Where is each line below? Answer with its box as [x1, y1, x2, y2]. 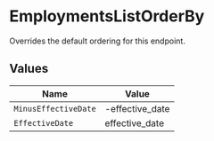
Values [9, 61, 49, 76]
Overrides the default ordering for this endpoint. [9, 35, 185, 46]
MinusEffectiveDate [13, 104, 96, 114]
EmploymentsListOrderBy [9, 6, 205, 27]
